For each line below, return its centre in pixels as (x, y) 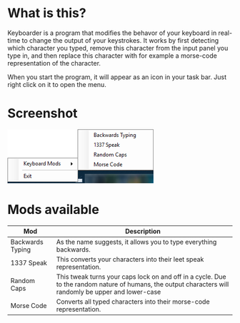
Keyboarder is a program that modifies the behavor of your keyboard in (112, 33)
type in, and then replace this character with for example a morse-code (112, 56)
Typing (20, 249)
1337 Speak (29, 263)
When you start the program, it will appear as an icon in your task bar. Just (117, 77)
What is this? (47, 13)
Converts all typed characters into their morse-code (133, 302)
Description (142, 231)
